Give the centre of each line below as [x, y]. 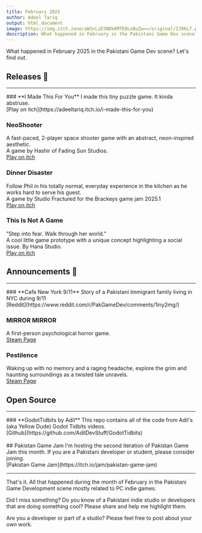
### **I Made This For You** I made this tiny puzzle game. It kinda [90, 96]
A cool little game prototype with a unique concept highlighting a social [94, 240]
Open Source [31, 400]
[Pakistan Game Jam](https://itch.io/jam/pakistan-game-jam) [82, 465]
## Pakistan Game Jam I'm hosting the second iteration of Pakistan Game [97, 446]
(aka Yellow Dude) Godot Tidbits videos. [56, 427]
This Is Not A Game [35, 221]
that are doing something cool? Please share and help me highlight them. [96, 507]
